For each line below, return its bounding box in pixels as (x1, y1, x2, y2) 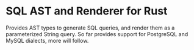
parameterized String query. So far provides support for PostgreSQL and (5, 30, 189, 37)
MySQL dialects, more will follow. (5, 37, 89, 44)
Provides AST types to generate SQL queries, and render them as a (5, 24, 175, 31)
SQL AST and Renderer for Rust (5, 4, 168, 18)
